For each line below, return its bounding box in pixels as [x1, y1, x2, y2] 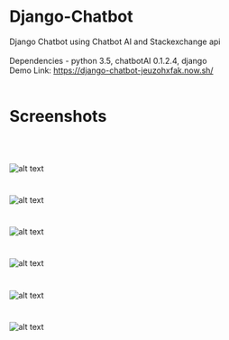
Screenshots [9, 106, 107, 127]
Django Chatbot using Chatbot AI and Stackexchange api [9, 36, 221, 47]
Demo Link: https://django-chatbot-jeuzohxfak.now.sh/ [9, 65, 214, 76]
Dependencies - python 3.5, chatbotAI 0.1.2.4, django [9, 55, 207, 66]
